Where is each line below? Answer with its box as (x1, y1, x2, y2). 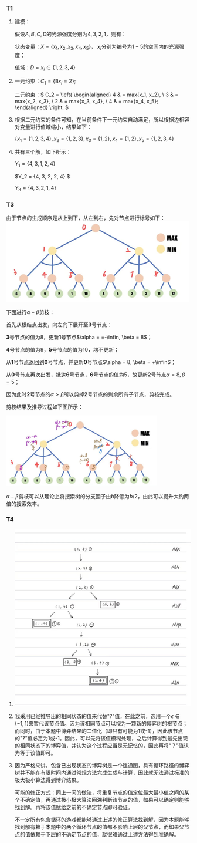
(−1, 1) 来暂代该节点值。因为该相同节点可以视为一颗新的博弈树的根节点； (14, 720, 188, 727)
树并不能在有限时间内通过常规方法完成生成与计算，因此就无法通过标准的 (14, 769, 189, 776)
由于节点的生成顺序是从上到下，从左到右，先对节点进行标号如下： (6, 214, 165, 221)
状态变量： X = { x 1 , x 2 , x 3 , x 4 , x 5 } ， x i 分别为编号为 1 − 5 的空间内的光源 (14, 43, 179, 52)
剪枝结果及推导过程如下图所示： (6, 403, 83, 410)
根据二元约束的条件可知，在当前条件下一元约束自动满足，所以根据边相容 (14, 116, 189, 123)
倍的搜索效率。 (6, 500, 42, 507)
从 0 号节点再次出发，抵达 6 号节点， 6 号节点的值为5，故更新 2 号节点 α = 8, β (6, 371, 185, 378)
